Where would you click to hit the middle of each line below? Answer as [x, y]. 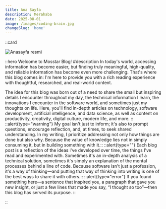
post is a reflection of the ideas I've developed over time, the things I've [78, 150]
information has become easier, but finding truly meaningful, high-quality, [80, 67]
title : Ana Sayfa [23, 10]
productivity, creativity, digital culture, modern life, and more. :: [69, 119]
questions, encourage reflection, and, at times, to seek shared [69, 129]
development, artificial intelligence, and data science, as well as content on [82, 113]
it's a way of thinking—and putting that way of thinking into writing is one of [82, 171]
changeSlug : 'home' [25, 28]
